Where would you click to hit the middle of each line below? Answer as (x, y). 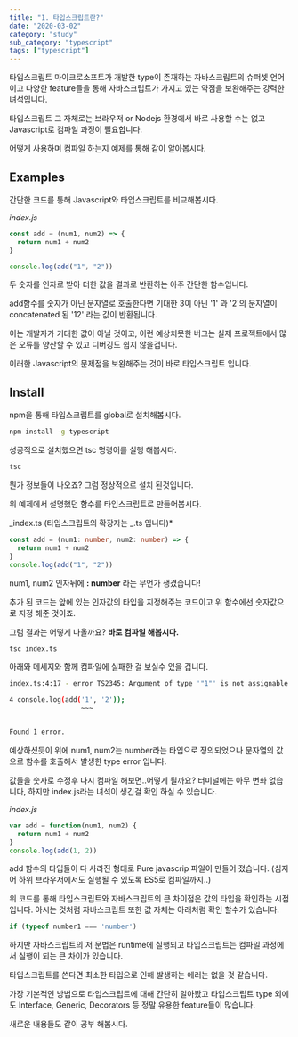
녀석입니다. (28, 100)
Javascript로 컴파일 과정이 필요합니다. (76, 129)
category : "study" (43, 34)
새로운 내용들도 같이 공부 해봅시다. (68, 1024)
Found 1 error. (37, 732)
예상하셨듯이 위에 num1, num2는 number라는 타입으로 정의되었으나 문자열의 (141, 750)
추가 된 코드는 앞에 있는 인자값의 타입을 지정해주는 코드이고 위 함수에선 (131, 602)
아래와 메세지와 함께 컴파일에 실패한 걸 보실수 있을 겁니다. (109, 667)
